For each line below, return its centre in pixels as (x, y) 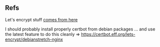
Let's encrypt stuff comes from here (41, 19)
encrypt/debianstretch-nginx (34, 39)
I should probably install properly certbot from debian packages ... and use (80, 29)
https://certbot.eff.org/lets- (108, 34)
